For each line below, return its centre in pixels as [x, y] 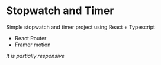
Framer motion [33, 45]
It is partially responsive [36, 56]
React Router [30, 38]
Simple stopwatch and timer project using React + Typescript [81, 27]
